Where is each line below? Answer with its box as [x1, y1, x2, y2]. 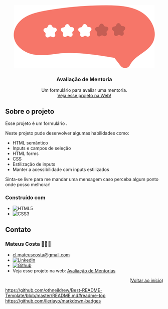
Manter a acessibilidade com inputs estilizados [12, 167, 109, 173]
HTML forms [12, 150, 39, 157]
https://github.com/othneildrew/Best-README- [5, 287, 103, 293]
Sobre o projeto [5, 107, 54, 115]
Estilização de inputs [12, 161, 56, 168]
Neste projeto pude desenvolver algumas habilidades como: [5, 130, 129, 136]
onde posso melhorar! [5, 182, 51, 188]
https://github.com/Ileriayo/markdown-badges [5, 298, 101, 304]
